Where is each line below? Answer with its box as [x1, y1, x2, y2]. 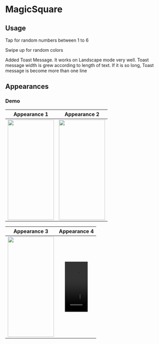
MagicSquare [5, 4, 63, 15]
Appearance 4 [59, 227, 94, 234]
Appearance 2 [64, 111, 100, 118]
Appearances [5, 82, 49, 91]
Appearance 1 [13, 111, 49, 118]
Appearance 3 [13, 227, 49, 234]
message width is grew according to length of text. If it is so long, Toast [5, 62, 154, 68]
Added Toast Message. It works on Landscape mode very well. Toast [5, 57, 149, 63]
